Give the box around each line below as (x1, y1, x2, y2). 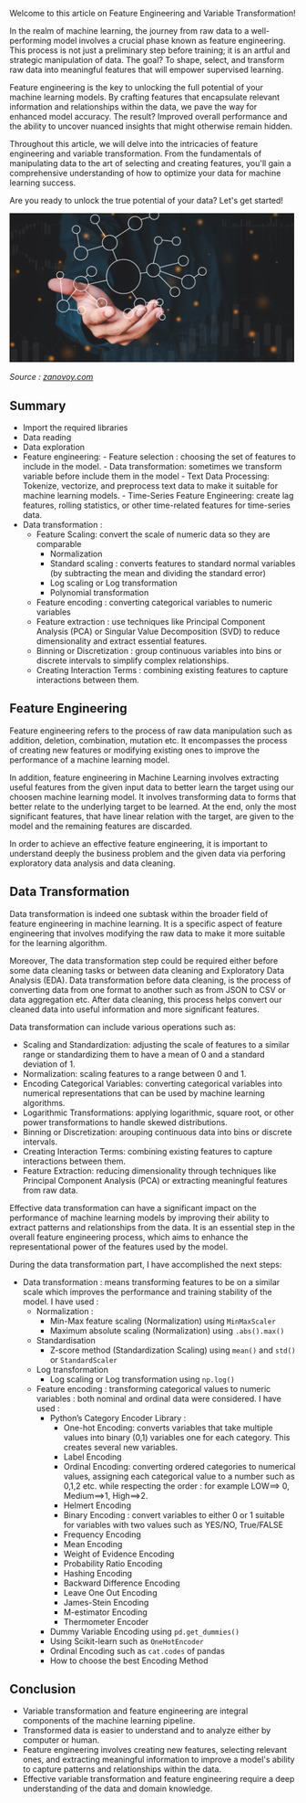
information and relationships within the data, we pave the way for (9, 101, 258, 112)
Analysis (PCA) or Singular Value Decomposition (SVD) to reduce (36, 626, 280, 638)
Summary (9, 397, 66, 414)
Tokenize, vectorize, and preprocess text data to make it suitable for (22, 480, 279, 491)
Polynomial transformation (49, 587, 149, 598)
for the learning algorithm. (9, 937, 107, 948)
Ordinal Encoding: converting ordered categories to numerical (63, 1460, 296, 1471)
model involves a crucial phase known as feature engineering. (53, 36, 286, 46)
